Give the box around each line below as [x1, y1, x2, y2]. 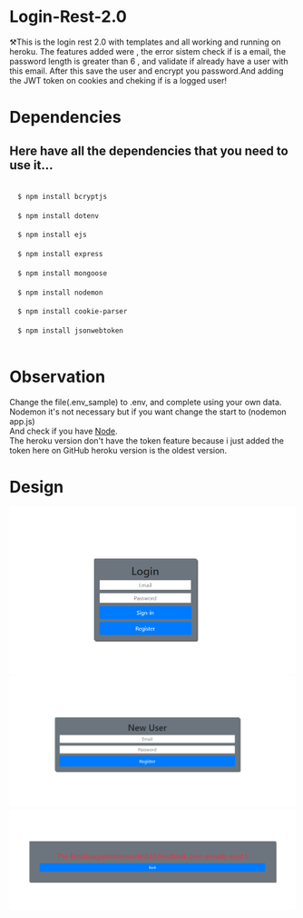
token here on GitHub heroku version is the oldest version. [9, 444, 228, 455]
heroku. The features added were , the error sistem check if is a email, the [9, 45, 287, 56]
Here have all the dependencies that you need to [9, 143, 288, 158]
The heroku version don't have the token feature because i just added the [9, 434, 284, 446]
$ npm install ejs [17, 230, 88, 240]
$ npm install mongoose [17, 268, 107, 278]
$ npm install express [17, 250, 103, 259]
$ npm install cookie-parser [17, 307, 128, 316]
